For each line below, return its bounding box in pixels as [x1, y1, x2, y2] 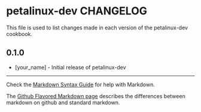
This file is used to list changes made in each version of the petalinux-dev [6, 24, 188, 31]
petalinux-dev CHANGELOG [6, 4, 148, 18]
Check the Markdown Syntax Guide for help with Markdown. [6, 81, 156, 88]
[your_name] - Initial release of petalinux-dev [14, 63, 127, 71]
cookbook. [6, 30, 33, 37]
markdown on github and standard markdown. [6, 99, 120, 106]
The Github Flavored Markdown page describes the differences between [6, 92, 185, 99]
